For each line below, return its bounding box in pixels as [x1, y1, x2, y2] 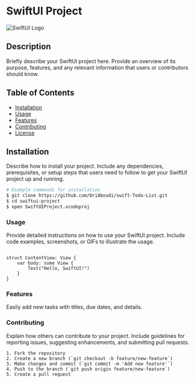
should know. [6, 70, 39, 78]
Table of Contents [6, 88, 75, 98]
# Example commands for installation [6, 187, 101, 193]
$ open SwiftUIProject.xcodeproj [6, 204, 90, 210]
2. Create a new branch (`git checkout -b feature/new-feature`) [6, 355, 173, 361]
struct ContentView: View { [6, 255, 77, 261]
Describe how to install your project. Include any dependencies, [6, 162, 164, 170]
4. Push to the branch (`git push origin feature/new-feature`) [6, 366, 170, 372]
